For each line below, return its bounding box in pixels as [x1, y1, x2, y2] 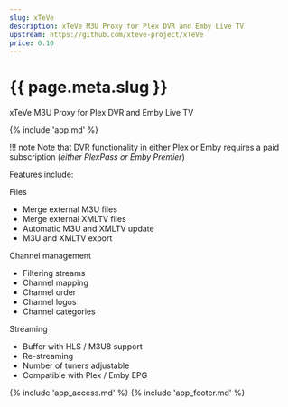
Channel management [9, 250, 92, 262]
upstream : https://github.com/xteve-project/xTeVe [9, 30, 204, 39]
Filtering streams [22, 268, 86, 279]
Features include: [9, 169, 74, 180]
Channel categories [22, 306, 97, 317]
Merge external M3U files [22, 204, 117, 215]
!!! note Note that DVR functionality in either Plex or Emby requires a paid [9, 142, 280, 153]
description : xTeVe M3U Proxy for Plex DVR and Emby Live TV [9, 22, 245, 31]
